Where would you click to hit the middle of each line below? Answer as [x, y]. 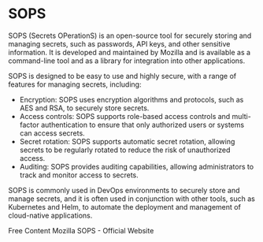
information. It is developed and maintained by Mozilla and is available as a [129, 52]
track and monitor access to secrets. [79, 175]
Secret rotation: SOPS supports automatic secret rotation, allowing [127, 141]
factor [29, 125]
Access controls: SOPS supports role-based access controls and [125, 116]
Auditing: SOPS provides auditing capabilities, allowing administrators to [137, 166]
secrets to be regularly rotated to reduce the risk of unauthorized [125, 150]
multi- [242, 116]
